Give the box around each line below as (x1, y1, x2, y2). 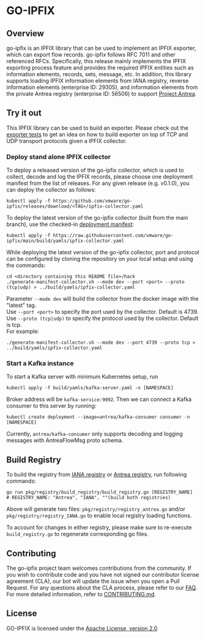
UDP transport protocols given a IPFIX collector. (6, 137, 127, 144)
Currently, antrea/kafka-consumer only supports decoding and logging (6, 430, 184, 438)
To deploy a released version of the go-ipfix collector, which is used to (6, 166, 184, 174)
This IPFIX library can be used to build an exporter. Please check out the (6, 124, 188, 131)
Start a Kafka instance (6, 359, 75, 368)
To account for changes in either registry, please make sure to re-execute (6, 524, 192, 531)
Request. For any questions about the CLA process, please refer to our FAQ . (6, 584, 198, 591)
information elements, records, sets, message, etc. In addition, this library (6, 71, 192, 77)
